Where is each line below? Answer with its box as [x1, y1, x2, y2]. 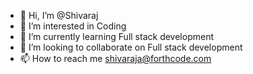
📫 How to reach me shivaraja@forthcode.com [19, 53, 212, 64]
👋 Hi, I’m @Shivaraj [19, 10, 99, 21]
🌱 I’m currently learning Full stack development [19, 31, 214, 42]
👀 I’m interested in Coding [19, 20, 127, 32]
